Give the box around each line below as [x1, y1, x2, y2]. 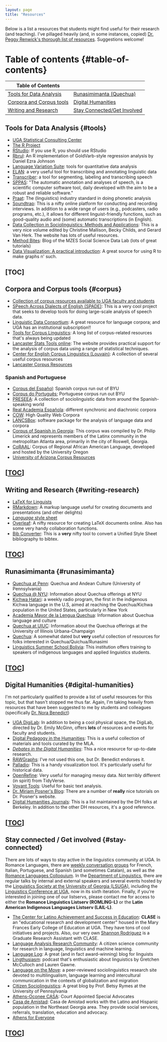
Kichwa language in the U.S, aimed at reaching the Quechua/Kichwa [12, 601, 153, 608]
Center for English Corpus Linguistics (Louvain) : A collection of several [12, 351, 158, 357]
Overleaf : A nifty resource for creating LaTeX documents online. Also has [12, 520, 163, 526]
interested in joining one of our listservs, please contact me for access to [5, 893, 155, 899]
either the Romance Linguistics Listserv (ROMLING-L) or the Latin [5, 899, 143, 905]
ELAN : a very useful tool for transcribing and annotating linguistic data [12, 169, 157, 175]
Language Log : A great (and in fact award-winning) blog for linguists [12, 951, 154, 957]
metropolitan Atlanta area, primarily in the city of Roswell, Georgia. [12, 438, 149, 444]
